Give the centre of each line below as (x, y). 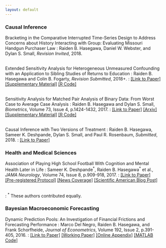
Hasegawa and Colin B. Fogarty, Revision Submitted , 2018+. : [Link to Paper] (83, 79)
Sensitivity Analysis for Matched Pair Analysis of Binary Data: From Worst (80, 99)
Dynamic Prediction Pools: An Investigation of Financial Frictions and (75, 219)
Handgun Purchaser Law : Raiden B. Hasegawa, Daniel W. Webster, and (78, 48)
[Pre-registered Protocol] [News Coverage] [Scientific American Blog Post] (82, 180)
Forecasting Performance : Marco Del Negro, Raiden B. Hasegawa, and (77, 224)
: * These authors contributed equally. (43, 195)
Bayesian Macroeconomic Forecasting (52, 208)
